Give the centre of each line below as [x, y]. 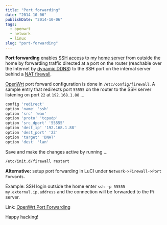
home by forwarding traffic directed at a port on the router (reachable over [83, 63]
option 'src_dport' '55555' [35, 123]
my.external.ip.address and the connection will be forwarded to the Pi [80, 191]
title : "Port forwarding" [33, 10]
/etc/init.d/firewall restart [38, 161]
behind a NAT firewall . [29, 74]
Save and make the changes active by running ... [57, 152]
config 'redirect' [25, 104]
